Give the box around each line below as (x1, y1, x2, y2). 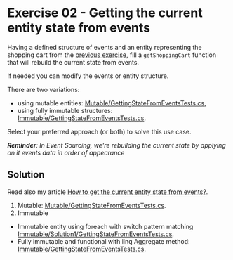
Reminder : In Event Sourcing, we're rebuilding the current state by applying (7, 141, 226, 149)
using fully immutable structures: (17, 106, 113, 115)
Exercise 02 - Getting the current (7, 5, 203, 21)
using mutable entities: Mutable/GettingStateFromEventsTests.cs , (17, 98, 206, 107)
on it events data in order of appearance (7, 148, 125, 157)
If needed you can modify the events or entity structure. (7, 72, 169, 80)
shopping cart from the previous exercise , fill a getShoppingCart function (7, 51, 217, 59)
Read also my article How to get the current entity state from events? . (7, 188, 208, 196)
